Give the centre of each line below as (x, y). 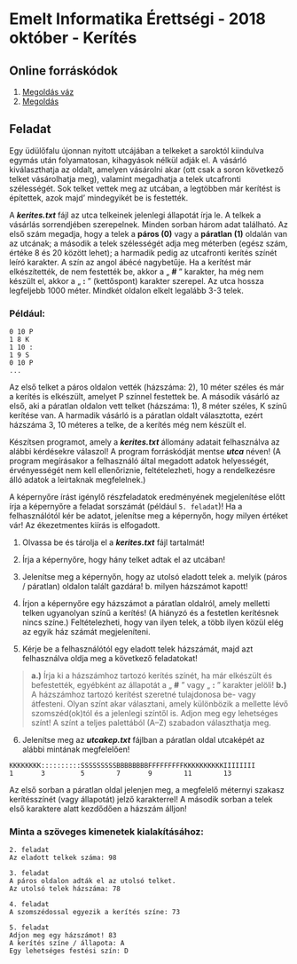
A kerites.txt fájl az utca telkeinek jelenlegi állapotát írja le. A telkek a (135, 215)
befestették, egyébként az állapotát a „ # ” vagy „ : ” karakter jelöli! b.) (159, 685)
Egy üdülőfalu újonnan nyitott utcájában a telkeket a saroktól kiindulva (137, 150)
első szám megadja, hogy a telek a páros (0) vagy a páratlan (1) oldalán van (148, 233)
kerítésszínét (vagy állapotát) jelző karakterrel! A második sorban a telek (141, 800)
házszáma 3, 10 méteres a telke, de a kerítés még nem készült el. (128, 425)
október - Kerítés (73, 38)
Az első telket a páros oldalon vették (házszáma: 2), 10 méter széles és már (147, 387)
